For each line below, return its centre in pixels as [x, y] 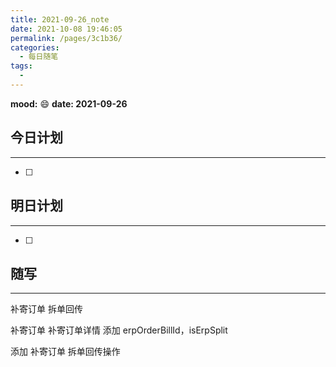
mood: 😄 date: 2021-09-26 [69, 103]
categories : [35, 47]
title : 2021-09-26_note [60, 19]
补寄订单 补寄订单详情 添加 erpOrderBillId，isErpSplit [119, 330]
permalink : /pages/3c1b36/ [66, 38]
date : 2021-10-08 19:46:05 [66, 29]
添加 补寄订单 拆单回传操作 [65, 352]
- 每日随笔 [39, 57]
